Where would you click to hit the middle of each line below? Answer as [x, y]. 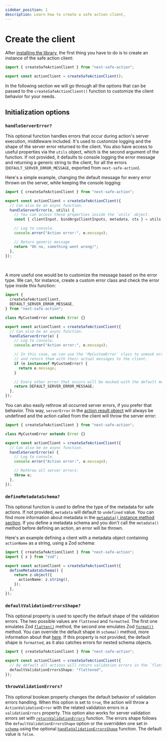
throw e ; [23, 475]
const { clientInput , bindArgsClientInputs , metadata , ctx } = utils [88, 219]
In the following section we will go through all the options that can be [76, 86]
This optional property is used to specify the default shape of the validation [82, 616]
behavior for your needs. [30, 96]
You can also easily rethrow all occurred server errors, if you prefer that [79, 405]
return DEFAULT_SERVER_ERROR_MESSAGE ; [54, 386]
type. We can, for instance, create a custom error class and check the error [82, 280]
